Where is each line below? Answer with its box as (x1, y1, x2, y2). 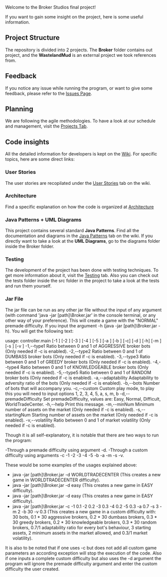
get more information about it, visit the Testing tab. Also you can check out (5, 273, 159, 279)
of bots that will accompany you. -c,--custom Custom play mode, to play (5, 385, 155, 391)
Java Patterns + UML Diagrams (5, 216, 82, 223)
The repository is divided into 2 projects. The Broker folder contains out (5, 47, 153, 53)
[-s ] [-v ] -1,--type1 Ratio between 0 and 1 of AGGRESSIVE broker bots (5, 343, 151, 349)
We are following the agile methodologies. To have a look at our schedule (5, 118, 156, 124)
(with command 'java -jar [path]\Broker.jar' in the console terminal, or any (5, 312, 156, 318)
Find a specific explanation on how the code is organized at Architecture (5, 204, 154, 210)
